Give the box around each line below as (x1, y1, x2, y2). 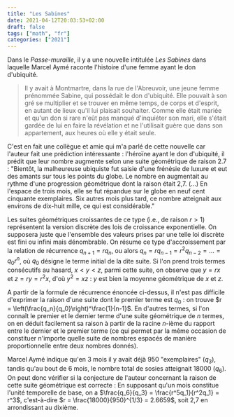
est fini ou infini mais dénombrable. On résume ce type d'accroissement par (7, 238, 226, 246)
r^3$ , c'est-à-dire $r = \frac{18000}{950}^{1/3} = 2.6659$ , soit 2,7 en (7, 396, 208, 404)
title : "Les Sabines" (7, 10, 71, 18)
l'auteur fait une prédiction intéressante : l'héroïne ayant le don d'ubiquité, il (7, 150, 225, 158)
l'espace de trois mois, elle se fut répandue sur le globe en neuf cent (7, 187, 205, 196)
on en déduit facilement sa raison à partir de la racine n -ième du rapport (7, 320, 215, 328)
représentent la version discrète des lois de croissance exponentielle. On (7, 223, 217, 231)
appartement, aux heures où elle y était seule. (24, 129, 156, 137)
